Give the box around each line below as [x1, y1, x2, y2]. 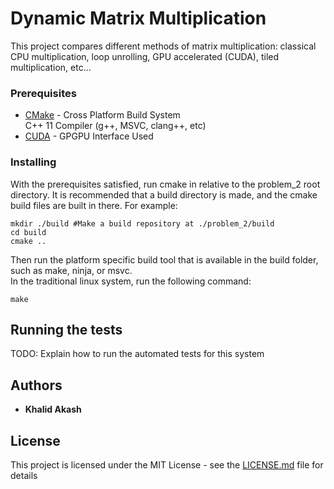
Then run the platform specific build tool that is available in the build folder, [10, 253, 319, 266]
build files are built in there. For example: [10, 199, 178, 211]
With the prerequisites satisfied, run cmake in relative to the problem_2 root [10, 178, 321, 190]
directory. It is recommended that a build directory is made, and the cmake [10, 188, 318, 201]
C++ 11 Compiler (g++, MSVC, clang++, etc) [24, 120, 207, 132]
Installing [10, 155, 57, 169]
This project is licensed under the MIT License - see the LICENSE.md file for [10, 458, 324, 471]
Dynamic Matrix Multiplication [10, 7, 267, 30]
